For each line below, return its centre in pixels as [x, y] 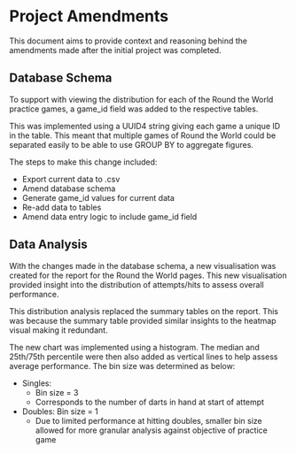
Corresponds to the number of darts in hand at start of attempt [149, 402]
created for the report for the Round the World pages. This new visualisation [148, 275]
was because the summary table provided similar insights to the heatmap [143, 320]
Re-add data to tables [62, 207]
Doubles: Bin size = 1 [60, 411]
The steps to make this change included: [83, 162]
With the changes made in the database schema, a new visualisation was [143, 265]
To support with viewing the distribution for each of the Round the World [141, 99]
